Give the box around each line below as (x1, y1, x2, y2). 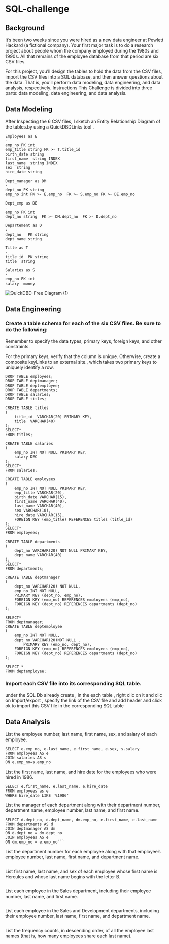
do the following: (5, 326, 48, 334)
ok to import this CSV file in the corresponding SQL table (5, 702, 124, 709)
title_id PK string (5, 254, 49, 259)
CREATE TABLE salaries (5, 441, 53, 446)
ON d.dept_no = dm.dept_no (5, 830, 62, 835)
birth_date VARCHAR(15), (14, 494, 67, 500)
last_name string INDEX (5, 160, 58, 166)
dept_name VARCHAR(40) (14, 552, 62, 557)
